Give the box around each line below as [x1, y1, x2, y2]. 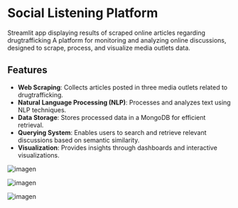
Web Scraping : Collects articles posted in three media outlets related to [17, 83, 228, 92]
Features [7, 64, 48, 76]
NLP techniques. [17, 105, 67, 114]
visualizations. [17, 150, 60, 159]
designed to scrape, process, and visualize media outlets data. [7, 43, 190, 52]
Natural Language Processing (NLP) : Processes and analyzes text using [17, 98, 231, 106]
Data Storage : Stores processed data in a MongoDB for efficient [17, 113, 206, 121]
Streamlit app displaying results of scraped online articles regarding [7, 28, 206, 37]
